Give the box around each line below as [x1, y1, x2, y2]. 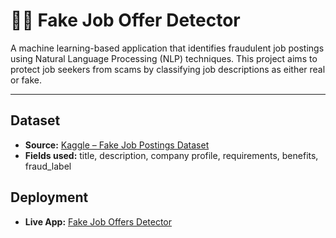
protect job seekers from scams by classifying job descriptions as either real [10, 63, 326, 75]
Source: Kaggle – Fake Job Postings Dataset [24, 139, 210, 151]
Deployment [10, 189, 89, 206]
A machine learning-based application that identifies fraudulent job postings [10, 42, 325, 54]
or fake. [10, 74, 42, 86]
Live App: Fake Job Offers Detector [24, 215, 173, 228]
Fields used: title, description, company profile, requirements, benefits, [24, 149, 319, 161]
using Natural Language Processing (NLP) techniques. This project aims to [10, 52, 318, 64]
